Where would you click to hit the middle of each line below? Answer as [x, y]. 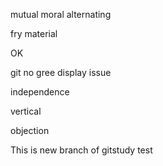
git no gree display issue [61, 72]
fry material [34, 33]
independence [40, 92]
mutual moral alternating [61, 14]
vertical [26, 111]
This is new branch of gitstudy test [81, 150]
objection [30, 130]
